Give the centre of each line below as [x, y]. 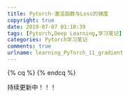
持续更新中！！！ [32, 87]
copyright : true [31, 20]
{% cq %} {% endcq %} [42, 72]
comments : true [29, 46]
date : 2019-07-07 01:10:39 [46, 27]
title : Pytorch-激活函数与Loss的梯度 [58, 14]
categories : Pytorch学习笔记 [48, 40]
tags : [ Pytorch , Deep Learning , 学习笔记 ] [65, 33]
